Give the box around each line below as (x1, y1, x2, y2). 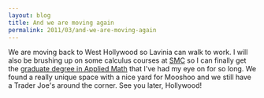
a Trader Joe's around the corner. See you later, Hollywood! (8, 81, 203, 90)
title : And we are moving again (8, 19, 114, 27)
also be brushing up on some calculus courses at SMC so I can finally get (8, 56, 247, 65)
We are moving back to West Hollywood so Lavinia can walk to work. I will (8, 48, 248, 57)
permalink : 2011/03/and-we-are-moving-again (8, 26, 157, 34)
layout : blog (8, 11, 51, 20)
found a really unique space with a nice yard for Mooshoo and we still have (8, 72, 252, 82)
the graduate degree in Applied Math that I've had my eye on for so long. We (8, 64, 257, 74)
